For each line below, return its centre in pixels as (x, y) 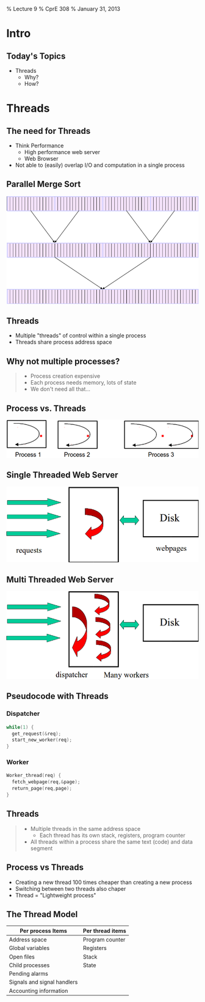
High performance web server (62, 152)
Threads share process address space (63, 342)
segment (41, 848)
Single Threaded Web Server (62, 475)
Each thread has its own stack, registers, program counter (112, 835)
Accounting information (38, 990)
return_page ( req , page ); (42, 789)
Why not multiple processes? (63, 361)
